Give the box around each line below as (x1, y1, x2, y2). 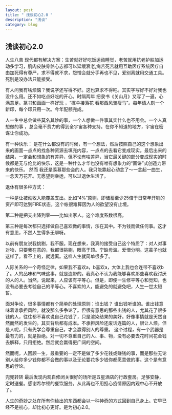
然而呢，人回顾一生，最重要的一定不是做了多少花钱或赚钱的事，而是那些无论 (5, 350, 167, 356)
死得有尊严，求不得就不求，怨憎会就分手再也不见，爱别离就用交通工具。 (14, 70, 167, 76)
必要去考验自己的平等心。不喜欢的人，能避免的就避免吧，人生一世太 (14, 284, 158, 290)
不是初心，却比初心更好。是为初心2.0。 (9, 404, 93, 410)
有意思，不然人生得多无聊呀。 (5, 230, 68, 236)
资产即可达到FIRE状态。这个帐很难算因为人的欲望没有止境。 (5, 201, 132, 207)
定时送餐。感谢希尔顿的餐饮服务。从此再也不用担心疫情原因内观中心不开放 (5, 381, 162, 387)
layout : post (5, 7, 33, 13)
